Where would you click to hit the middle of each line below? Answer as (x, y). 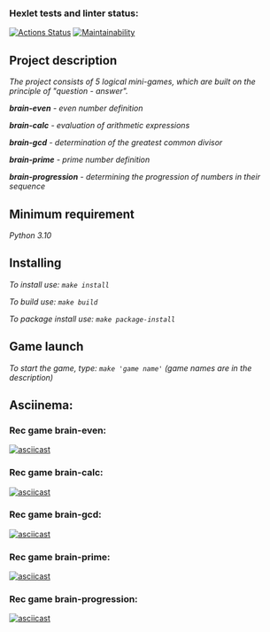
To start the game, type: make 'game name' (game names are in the (131, 368)
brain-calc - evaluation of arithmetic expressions (100, 126)
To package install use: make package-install (92, 319)
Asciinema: (41, 405)
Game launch (46, 347)
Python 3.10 (31, 235)
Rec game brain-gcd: (55, 514)
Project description (63, 60)
